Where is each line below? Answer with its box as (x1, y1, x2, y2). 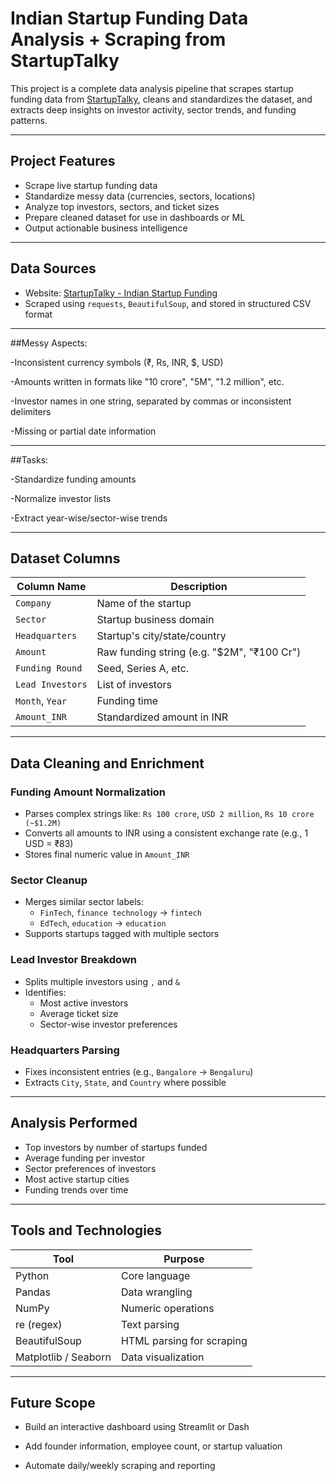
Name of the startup (96, 597, 192, 611)
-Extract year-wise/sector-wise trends (10, 512, 168, 524)
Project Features (10, 153, 116, 170)
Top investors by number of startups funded (24, 1141, 208, 1153)
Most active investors (39, 997, 129, 1009)
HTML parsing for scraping (120, 1333, 248, 1347)
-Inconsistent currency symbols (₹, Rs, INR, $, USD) (10, 356, 224, 368)
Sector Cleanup (10, 873, 88, 887)
